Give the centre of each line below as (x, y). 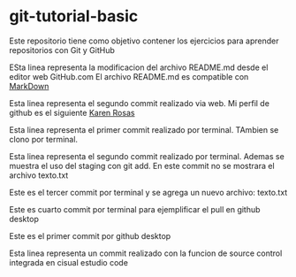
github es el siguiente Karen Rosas (72, 112)
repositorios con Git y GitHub (62, 50)
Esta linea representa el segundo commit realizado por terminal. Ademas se (147, 156)
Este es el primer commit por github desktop (90, 235)
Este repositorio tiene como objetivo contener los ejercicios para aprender (144, 41)
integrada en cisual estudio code (68, 262)
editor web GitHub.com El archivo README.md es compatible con (129, 76)
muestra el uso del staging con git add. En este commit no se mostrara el (142, 165)
